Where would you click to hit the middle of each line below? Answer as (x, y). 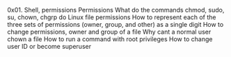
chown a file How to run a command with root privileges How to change (110, 39)
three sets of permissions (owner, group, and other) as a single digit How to (115, 24)
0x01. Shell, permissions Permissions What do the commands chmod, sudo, (116, 10)
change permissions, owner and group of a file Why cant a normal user (109, 32)
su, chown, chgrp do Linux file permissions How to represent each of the (112, 17)
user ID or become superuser (49, 46)
